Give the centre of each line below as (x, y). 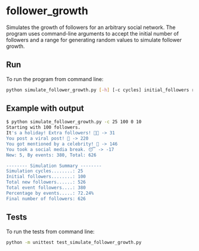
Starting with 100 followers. (44, 128)
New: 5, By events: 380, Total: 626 (51, 155)
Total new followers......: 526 (46, 182)
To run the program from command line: (55, 79)
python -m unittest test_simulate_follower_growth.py (74, 242)
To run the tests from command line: (50, 231)
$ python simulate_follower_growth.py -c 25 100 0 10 (74, 122)
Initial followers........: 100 (46, 177)
